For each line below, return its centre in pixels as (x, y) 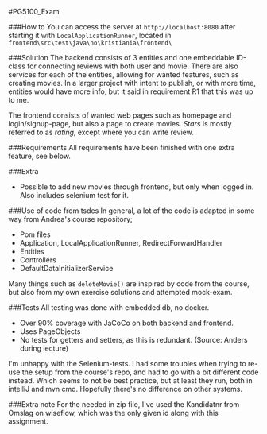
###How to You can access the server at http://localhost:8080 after (122, 27)
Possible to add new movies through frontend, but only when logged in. (137, 187)
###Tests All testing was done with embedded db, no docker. (109, 308)
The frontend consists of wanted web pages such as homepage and (120, 115)
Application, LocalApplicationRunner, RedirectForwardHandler (121, 243)
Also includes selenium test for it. (74, 195)
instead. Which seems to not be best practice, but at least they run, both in (130, 380)
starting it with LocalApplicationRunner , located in (90, 35)
